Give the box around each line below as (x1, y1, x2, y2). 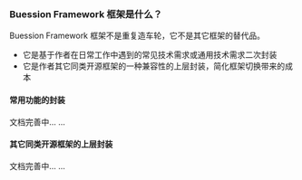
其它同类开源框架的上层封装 (9, 138, 113, 150)
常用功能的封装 (9, 94, 65, 105)
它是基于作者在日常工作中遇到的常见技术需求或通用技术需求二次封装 (22, 50, 278, 61)
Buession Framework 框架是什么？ (9, 7, 163, 20)
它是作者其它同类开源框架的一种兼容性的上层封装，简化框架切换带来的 (22, 61, 286, 71)
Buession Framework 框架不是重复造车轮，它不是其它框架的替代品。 (9, 30, 266, 42)
